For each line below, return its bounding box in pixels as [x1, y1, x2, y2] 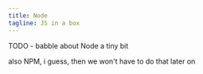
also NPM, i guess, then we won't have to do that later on [8, 56, 196, 66]
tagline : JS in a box [8, 19, 80, 27]
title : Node [8, 11, 48, 20]
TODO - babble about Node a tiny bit [8, 41, 129, 50]
